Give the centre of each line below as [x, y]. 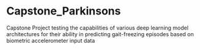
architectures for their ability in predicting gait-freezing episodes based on [100, 34]
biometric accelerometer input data [51, 40]
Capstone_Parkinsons [64, 11]
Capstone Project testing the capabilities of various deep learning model [97, 28]
